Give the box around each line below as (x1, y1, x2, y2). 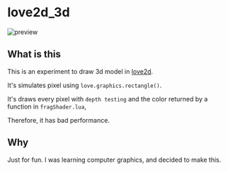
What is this (7, 48, 62, 60)
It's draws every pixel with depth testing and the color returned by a (7, 94, 208, 103)
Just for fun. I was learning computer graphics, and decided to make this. (7, 155, 222, 164)
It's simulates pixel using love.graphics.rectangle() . (7, 81, 162, 89)
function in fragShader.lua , (7, 102, 87, 111)
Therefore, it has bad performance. (7, 116, 110, 124)
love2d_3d (7, 4, 70, 21)
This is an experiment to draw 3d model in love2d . (7, 67, 154, 75)
